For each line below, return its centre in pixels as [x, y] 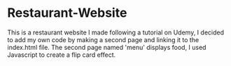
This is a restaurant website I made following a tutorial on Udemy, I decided [115, 32]
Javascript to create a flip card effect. [62, 55]
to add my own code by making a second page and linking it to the [103, 39]
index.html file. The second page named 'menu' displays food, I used [107, 47]
